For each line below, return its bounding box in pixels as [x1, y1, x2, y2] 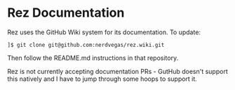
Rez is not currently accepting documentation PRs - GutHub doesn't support [7, 67, 228, 75]
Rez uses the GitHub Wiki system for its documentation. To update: [7, 28, 201, 36]
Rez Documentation [7, 5, 125, 21]
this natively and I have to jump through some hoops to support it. [7, 75, 198, 83]
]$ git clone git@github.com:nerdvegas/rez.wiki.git [7, 41, 165, 48]
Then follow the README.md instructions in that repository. [7, 54, 179, 62]
